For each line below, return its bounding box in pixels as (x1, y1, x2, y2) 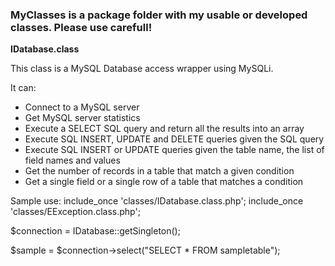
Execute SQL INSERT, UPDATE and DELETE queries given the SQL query (24, 133, 325, 145)
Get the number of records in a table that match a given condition (24, 165, 295, 177)
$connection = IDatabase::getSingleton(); (10, 225, 181, 237)
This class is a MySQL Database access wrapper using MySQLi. (10, 63, 274, 75)
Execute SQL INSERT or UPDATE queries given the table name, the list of (24, 144, 325, 156)
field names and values (24, 154, 121, 167)
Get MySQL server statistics (24, 112, 141, 124)
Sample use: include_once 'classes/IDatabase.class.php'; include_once (10, 195, 304, 207)
